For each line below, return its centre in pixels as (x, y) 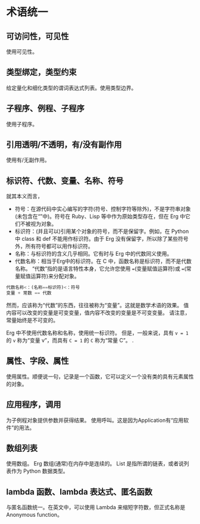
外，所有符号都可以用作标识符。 (54, 246)
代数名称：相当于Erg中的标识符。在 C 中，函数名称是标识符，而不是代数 (103, 261)
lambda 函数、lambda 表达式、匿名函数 (79, 491)
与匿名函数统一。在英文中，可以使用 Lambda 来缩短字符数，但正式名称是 (96, 507)
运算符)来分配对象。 (55, 276)
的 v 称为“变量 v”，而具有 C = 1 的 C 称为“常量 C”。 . (70, 340)
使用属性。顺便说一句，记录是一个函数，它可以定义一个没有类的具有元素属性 (100, 376)
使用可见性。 (22, 52)
